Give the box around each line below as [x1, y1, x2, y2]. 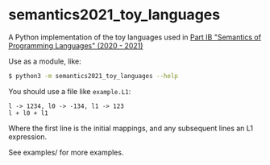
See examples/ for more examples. [8, 147, 124, 157]
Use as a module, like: [8, 56, 82, 66]
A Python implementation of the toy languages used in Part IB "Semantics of [8, 32, 262, 42]
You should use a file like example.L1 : [8, 86, 131, 96]
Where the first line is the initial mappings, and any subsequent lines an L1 [8, 123, 254, 133]
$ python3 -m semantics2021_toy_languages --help [8, 72, 179, 80]
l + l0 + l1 [8, 109, 48, 118]
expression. [8, 131, 48, 142]
